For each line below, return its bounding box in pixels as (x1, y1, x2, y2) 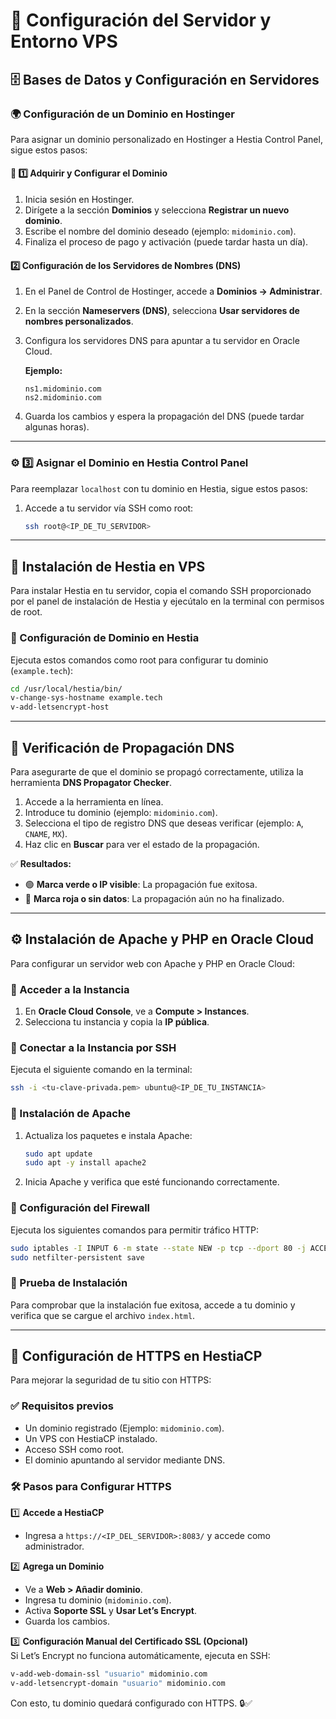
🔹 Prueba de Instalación (10, 1276, 128, 1290)
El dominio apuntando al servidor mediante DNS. (24, 1454, 226, 1466)
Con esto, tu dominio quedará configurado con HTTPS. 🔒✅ (10, 1697, 253, 1709)
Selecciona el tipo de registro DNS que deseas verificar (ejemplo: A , (24, 817, 304, 829)
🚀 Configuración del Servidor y (10, 9, 272, 32)
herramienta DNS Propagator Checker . (10, 777, 173, 788)
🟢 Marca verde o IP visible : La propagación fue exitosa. (24, 879, 258, 890)
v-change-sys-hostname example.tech (10, 693, 163, 703)
